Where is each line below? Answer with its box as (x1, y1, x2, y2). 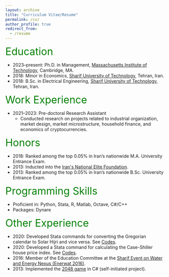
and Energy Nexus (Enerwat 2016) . (12, 260, 86, 266)
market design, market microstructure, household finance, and (20, 121, 151, 127)
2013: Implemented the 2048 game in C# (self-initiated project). (12, 266, 146, 272)
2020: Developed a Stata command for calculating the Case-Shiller (12, 244, 153, 250)
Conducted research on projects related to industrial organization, (20, 115, 158, 121)
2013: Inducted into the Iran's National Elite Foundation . (12, 164, 128, 170)
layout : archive (5, 7, 40, 13)
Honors (5, 136, 41, 149)
